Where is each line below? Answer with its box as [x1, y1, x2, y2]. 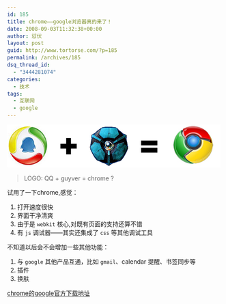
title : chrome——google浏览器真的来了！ [7, 18, 113, 25]
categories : [7, 76, 41, 83]
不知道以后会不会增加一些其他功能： [7, 243, 109, 251]
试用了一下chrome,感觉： [7, 189, 79, 196]
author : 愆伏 [7, 33, 42, 40]
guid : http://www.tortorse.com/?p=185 [7, 47, 117, 54]
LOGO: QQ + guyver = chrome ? [23, 174, 114, 182]
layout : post [7, 40, 44, 47]
